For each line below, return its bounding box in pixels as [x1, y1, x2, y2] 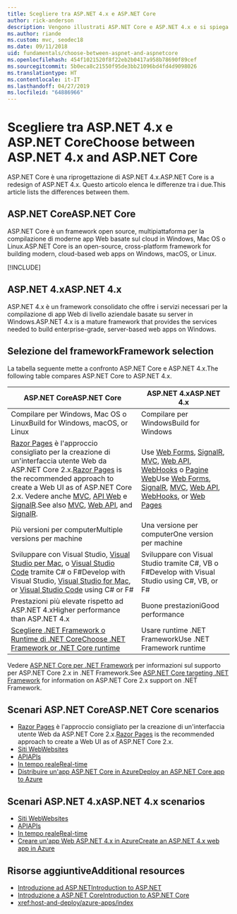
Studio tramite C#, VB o [140, 558, 219, 568]
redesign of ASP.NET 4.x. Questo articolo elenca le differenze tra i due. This [7, 181, 226, 189]
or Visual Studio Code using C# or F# [11, 584, 134, 594]
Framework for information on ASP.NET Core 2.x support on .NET [7, 675, 197, 685]
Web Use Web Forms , [140, 474, 212, 483]
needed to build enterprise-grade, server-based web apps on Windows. [7, 325, 217, 333]
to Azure [17, 775, 43, 783]
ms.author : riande [7, 30, 61, 37]
